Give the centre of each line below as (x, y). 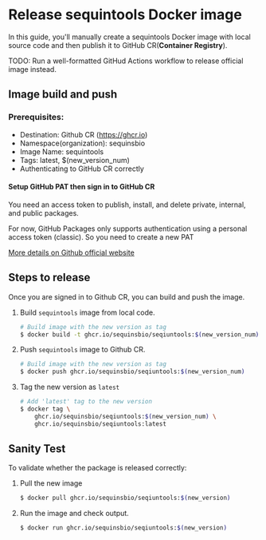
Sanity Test (37, 449)
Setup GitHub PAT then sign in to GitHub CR (82, 187)
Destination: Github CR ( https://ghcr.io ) (84, 134)
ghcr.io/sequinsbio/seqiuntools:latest (101, 424)
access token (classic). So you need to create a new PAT (101, 236)
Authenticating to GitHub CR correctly (82, 169)
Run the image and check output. (74, 514)
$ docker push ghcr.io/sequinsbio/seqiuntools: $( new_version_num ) (132, 372)
